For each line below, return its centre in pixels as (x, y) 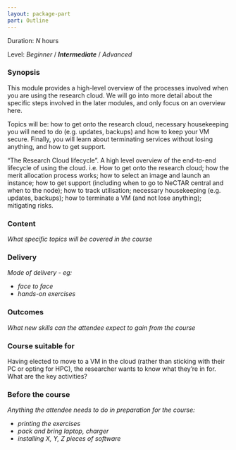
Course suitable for (41, 345)
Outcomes (26, 312)
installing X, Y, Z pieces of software (69, 439)
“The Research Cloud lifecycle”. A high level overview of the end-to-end (112, 160)
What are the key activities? (48, 376)
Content (22, 223)
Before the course (39, 394)
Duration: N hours (33, 40)
